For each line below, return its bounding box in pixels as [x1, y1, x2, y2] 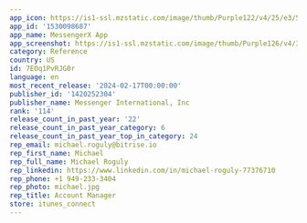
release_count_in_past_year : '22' [9, 115, 142, 124]
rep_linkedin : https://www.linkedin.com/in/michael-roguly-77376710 [9, 166, 276, 175]
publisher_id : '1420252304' [9, 89, 117, 98]
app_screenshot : [9, 38, 71, 48]
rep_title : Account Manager [9, 191, 117, 200]
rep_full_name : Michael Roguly [9, 157, 129, 167]
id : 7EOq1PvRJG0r [9, 65, 76, 74]
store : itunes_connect [9, 199, 96, 209]
